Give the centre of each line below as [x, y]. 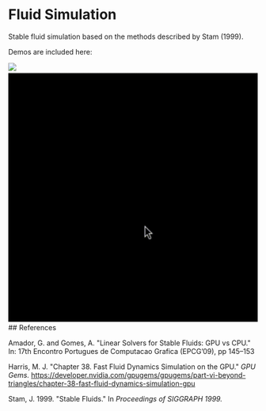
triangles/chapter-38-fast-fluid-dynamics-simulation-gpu [102, 383]
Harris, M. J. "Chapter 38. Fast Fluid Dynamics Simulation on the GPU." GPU [132, 367]
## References [32, 327]
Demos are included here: [50, 51]
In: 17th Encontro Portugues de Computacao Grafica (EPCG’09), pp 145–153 [131, 351]
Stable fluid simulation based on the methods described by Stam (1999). [126, 36]
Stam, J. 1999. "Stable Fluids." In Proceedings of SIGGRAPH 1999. [116, 398]
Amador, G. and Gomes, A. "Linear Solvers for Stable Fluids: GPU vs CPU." [129, 343]
